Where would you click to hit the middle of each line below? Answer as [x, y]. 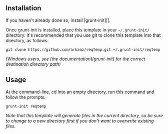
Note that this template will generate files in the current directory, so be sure [84, 115]
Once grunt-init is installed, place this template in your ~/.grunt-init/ [77, 30]
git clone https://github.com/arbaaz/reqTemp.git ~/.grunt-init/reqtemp [83, 49]
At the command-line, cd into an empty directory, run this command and [80, 92]
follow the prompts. [26, 97]
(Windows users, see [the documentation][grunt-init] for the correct [75, 59]
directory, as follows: [27, 40]
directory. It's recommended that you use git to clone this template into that [83, 35]
